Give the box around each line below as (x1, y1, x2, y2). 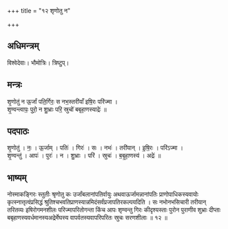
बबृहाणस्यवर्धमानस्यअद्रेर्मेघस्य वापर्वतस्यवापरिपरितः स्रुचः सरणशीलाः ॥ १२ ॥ (7, 214, 167, 222)
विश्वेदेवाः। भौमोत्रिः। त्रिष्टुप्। (7, 59, 70, 67)
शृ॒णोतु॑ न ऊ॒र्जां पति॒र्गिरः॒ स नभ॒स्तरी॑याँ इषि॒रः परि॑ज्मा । (7, 97, 118, 106)
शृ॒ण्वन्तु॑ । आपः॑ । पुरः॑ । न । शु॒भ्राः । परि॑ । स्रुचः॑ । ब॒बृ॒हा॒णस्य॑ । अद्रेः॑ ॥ (7, 152, 161, 160)
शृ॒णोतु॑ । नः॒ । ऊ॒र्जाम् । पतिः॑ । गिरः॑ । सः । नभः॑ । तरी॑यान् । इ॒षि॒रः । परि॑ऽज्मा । (7, 143, 184, 152)
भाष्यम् (7, 172, 27, 183)
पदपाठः (7, 126, 30, 137)
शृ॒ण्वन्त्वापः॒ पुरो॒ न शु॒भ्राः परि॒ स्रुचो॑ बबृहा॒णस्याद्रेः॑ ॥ (7, 105, 107, 113)
